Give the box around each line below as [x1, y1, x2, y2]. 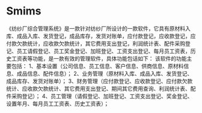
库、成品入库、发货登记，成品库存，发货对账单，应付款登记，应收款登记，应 [6, 32, 196, 40]
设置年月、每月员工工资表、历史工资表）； [6, 100, 109, 107]
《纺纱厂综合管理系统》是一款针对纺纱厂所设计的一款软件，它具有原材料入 [6, 25, 191, 32]
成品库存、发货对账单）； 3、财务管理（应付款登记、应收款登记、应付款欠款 [6, 77, 193, 85]
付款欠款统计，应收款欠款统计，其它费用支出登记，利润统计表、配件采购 [6, 40, 185, 47]
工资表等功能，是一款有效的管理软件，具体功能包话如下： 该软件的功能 [11, 55, 187, 62]
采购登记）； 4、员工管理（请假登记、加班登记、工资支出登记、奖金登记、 [11, 92, 193, 100]
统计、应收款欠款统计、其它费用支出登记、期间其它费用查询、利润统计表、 [6, 85, 191, 92]
